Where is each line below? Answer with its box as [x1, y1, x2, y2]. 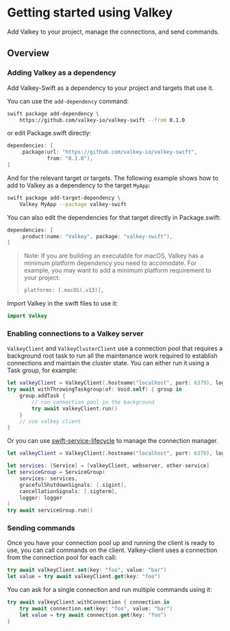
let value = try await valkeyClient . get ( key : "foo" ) [7, 573, 161, 580]
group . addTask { [19, 393, 66, 400]
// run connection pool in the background [31, 398, 155, 406]
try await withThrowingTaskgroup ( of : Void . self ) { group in [7, 386, 183, 393]
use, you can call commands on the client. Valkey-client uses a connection [7, 546, 218, 554]
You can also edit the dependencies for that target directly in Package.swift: [7, 213, 221, 221]
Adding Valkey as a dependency [7, 68, 116, 78]
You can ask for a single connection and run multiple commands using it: [7, 586, 212, 594]
